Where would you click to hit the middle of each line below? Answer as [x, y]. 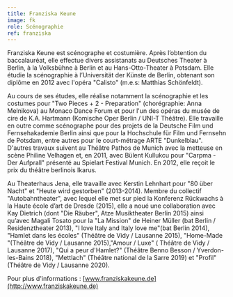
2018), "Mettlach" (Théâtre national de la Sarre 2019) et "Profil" [126, 258]
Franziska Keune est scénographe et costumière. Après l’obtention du [107, 53]
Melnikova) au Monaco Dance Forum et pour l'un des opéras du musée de [114, 111]
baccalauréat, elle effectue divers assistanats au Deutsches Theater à [107, 61]
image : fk [22, 20]
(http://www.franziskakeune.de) [53, 286]
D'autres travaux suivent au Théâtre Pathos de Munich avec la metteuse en [115, 148]
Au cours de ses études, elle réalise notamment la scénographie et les [108, 96]
